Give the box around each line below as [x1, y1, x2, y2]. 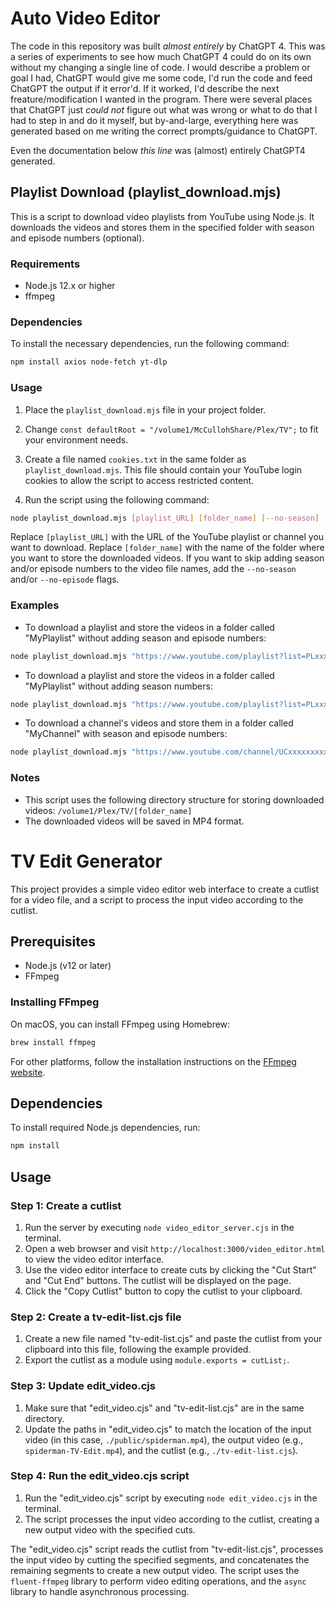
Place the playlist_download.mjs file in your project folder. [24, 403, 267, 416]
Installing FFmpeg [10, 995, 100, 1009]
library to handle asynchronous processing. [10, 1585, 190, 1597]
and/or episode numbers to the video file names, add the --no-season [10, 563, 297, 575]
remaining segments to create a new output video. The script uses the [10, 1564, 300, 1576]
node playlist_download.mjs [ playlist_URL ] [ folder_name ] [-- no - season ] [10, 513, 320, 523]
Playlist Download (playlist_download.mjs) [10, 184, 282, 201]
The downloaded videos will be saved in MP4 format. [24, 815, 245, 827]
